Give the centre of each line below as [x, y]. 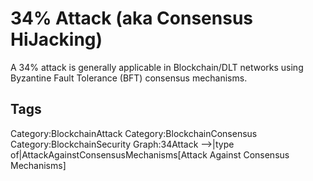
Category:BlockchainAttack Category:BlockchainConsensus [134, 133]
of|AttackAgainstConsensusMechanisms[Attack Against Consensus [150, 154]
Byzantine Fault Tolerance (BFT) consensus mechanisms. [129, 78]
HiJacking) [56, 39]
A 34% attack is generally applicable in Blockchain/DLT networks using [157, 67]
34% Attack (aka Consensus [132, 18]
